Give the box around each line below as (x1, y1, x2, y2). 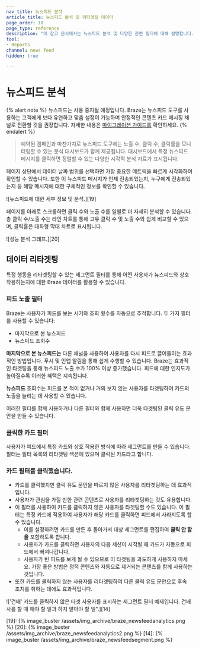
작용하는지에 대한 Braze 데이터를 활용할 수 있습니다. (6, 279, 126, 286)
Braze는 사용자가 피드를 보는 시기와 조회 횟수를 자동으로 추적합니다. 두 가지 (6, 310, 179, 317)
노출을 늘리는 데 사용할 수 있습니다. (6, 392, 87, 399)
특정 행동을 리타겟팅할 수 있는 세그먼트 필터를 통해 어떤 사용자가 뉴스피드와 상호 (6, 271, 190, 278)
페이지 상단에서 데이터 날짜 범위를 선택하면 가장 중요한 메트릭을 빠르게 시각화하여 (6, 168, 193, 175)
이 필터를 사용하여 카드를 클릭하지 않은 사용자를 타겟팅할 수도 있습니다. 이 (14, 503, 184, 511)
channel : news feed (6, 48, 54, 53)
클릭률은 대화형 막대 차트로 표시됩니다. (14, 222, 102, 229)
